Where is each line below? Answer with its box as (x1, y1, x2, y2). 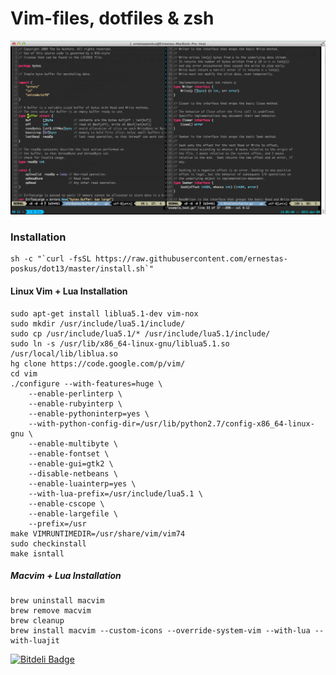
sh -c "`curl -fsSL (10, 254, 92, 264)
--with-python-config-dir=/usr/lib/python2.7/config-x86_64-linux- (28, 418, 315, 429)
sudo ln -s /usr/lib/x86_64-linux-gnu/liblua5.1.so (10, 338, 230, 349)
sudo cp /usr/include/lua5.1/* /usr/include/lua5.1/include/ (10, 328, 271, 339)
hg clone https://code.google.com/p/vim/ (10, 358, 186, 369)
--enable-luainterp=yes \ (28, 478, 137, 489)
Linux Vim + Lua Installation (10, 285, 128, 297)
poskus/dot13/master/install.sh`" (10, 264, 155, 274)
